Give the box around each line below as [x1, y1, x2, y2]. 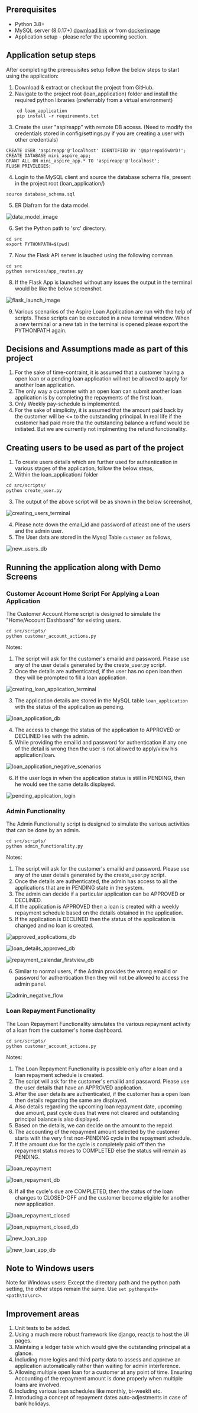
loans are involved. [14, 1381, 61, 1389]
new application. [14, 1200, 55, 1207]
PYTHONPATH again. [14, 327, 67, 334]
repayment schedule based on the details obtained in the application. [14, 909, 183, 916]
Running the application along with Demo [6, 562, 161, 573]
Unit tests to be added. [14, 1325, 71, 1332]
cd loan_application [17, 108, 67, 114]
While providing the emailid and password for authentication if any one [14, 739, 187, 746]
